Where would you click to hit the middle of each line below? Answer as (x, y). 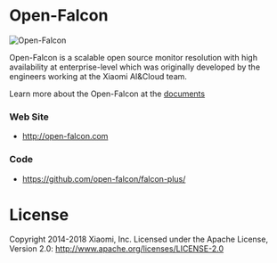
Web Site (29, 117)
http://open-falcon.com (65, 136)
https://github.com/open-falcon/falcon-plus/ (104, 178)
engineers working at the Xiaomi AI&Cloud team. (98, 76)
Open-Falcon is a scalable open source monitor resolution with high (134, 57)
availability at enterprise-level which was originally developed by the (135, 67)
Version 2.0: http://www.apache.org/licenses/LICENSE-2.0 (117, 249)
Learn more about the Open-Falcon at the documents (107, 94)
